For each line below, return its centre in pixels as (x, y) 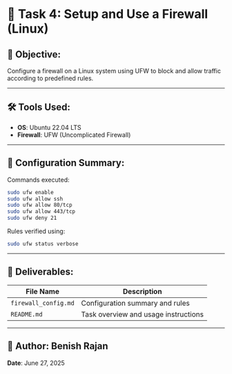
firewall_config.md (42, 303)
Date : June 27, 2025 (36, 363)
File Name (42, 291)
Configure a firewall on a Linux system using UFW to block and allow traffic (114, 71)
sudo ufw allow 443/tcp (41, 212)
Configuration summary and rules (135, 303)
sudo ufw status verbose (43, 244)
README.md (27, 314)
